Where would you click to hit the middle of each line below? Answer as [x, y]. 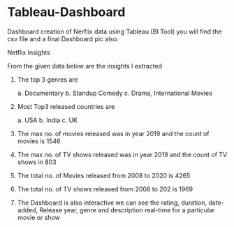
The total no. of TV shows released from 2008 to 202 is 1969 [105, 189]
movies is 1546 [39, 141]
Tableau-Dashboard [66, 12]
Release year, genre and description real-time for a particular [127, 210]
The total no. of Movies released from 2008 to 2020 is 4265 [104, 175]
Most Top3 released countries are [66, 106]
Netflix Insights [29, 52]
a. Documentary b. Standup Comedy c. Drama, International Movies [115, 93]
